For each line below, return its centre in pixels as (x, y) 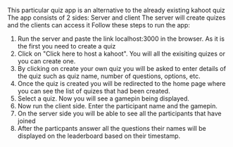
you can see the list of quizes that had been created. (94, 91)
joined (26, 121)
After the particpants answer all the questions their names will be (112, 128)
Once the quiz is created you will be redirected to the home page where (121, 83)
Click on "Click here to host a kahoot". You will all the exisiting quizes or (121, 53)
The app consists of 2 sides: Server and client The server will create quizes (116, 18)
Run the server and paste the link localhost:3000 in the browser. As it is (121, 39)
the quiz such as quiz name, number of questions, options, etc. (109, 76)
